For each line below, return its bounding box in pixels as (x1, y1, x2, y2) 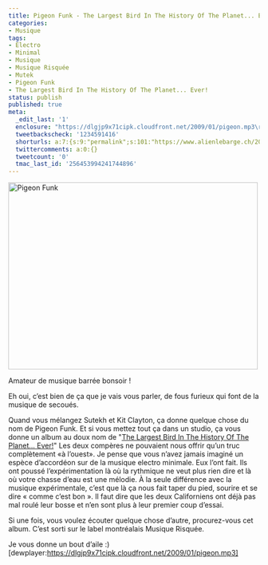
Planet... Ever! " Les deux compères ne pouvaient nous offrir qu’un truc (8, 441, 240, 451)
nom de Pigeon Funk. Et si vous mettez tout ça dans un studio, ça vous (8, 424, 241, 433)
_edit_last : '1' (15, 116, 69, 124)
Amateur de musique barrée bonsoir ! (8, 376, 132, 385)
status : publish (8, 93, 62, 101)
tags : (8, 34, 26, 42)
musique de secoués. (8, 400, 79, 409)
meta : (8, 109, 26, 117)
